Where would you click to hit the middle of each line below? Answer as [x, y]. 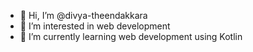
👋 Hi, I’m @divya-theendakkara [83, 15]
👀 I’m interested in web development [95, 26]
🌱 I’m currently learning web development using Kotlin [131, 36]
